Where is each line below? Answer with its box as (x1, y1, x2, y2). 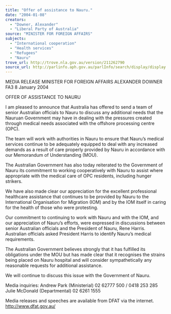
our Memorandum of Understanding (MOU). (5, 152, 98, 158)
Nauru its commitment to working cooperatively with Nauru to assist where (5, 168, 163, 174)
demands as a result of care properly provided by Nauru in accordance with (5, 146, 165, 153)
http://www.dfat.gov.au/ (5, 303, 56, 309)
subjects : (5, 36, 27, 41)
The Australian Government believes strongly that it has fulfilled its (5, 246, 146, 253)
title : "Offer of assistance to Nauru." (5, 7, 93, 13)
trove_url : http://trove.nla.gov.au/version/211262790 (5, 60, 125, 65)
